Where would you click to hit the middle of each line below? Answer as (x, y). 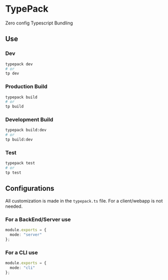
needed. (14, 206)
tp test (13, 173)
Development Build (29, 120)
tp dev (12, 74)
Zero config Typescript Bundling (39, 23)
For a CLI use (22, 253)
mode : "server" (26, 235)
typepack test (20, 163)
